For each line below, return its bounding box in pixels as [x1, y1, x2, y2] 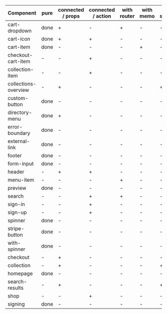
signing [7, 301, 25, 308]
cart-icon [7, 35, 31, 42]
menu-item [7, 177, 34, 183]
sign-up [7, 209, 27, 216]
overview [7, 87, 29, 93]
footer [7, 152, 22, 159]
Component [7, 9, 36, 16]
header [7, 168, 25, 175]
